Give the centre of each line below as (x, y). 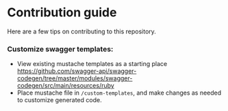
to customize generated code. (59, 100)
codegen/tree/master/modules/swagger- (75, 78)
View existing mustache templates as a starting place (92, 64)
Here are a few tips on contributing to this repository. (81, 31)
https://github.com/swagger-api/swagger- (77, 71)
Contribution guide (62, 13)
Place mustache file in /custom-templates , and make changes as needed (119, 93)
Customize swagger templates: (60, 49)
